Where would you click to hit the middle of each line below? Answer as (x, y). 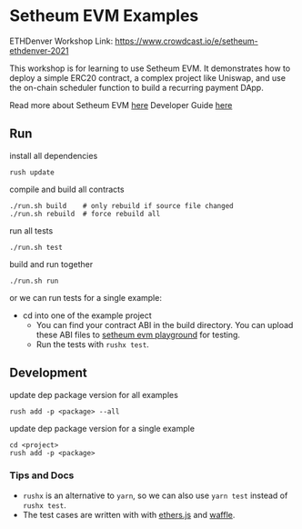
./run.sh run (34, 281)
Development (49, 373)
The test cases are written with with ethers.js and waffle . (129, 514)
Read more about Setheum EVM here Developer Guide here (121, 105)
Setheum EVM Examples (104, 16)
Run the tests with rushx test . (93, 344)
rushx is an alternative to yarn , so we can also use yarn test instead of (155, 495)
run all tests (31, 230)
